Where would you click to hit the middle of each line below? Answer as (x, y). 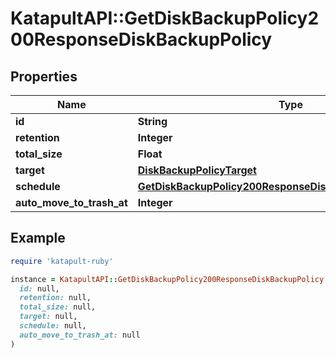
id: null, (39, 288)
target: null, (48, 317)
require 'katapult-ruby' (62, 261)
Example (38, 238)
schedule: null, (53, 326)
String (152, 121)
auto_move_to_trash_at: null (80, 335)
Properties (44, 76)
